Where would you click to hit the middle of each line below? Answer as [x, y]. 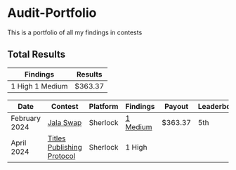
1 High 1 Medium [39, 86]
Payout [176, 106]
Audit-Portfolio [52, 13]
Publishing [65, 147]
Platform [104, 106]
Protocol [61, 156]
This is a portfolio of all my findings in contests [75, 32]
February [26, 118]
